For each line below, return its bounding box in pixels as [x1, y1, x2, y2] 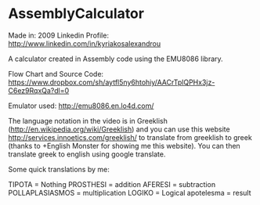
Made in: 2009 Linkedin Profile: [8, 31, 110, 40]
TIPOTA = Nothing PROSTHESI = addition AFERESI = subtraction [8, 179, 216, 189]
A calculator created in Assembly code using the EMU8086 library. [8, 54, 223, 63]
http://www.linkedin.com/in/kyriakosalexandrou [8, 38, 161, 48]
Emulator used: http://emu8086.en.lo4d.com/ [8, 101, 154, 110]
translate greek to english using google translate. [8, 149, 166, 159]
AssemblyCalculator [8, 5, 145, 23]
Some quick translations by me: [8, 164, 110, 174]
